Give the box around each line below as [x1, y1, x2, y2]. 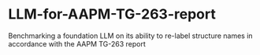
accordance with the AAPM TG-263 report [8, 39, 146, 48]
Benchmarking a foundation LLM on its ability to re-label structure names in [8, 31, 254, 40]
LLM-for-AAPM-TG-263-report [8, 5, 217, 23]
